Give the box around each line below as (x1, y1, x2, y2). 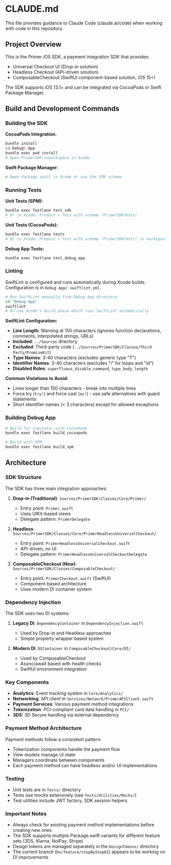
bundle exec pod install (5, 151, 58, 156)
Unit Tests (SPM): (5, 198, 43, 204)
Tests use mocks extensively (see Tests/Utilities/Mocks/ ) (12, 792, 137, 798)
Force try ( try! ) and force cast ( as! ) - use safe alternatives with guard (12, 391, 160, 397)
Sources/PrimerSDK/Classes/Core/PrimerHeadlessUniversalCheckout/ (12, 531, 157, 536)
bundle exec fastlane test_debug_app (5, 255, 85, 260)
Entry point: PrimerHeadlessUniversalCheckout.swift (20, 540, 131, 546)
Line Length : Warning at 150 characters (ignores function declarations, (12, 328, 161, 334)
